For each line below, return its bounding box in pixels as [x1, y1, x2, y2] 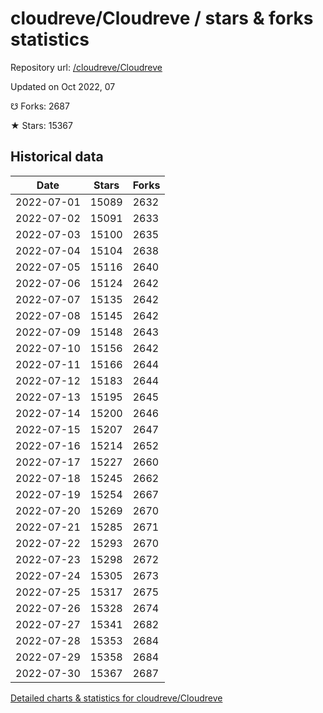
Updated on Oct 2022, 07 [10, 80, 116, 92]
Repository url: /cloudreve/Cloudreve [10, 61, 163, 73]
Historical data [10, 148, 104, 166]
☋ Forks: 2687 [10, 100, 70, 112]
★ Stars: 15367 [10, 119, 73, 131]
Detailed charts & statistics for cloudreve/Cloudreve [10, 692, 223, 704]
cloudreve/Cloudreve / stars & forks [10, 7, 314, 30]
